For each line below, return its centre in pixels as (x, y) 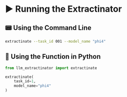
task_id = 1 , (25, 81)
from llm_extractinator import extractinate (51, 68)
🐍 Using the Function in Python (53, 57)
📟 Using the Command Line (48, 28)
